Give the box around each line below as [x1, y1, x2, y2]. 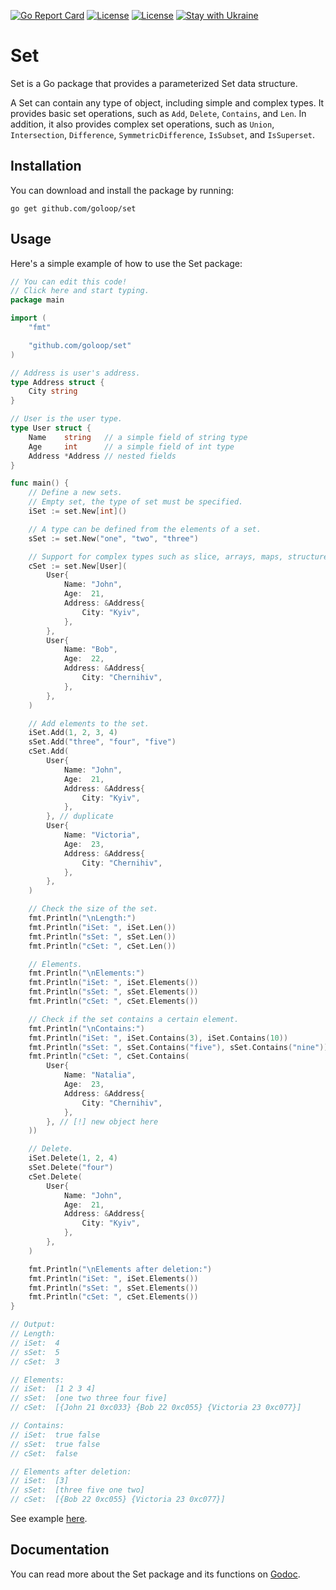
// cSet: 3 [10, 1356, 60, 1367]
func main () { [10, 478, 70, 489]
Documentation [10, 1541, 110, 1559]
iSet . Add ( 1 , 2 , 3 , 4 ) [28, 728, 118, 738]
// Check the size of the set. [28, 904, 159, 914]
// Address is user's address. [10, 368, 141, 378]
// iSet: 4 [10, 1338, 60, 1348]
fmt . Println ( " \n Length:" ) [28, 913, 137, 924]
